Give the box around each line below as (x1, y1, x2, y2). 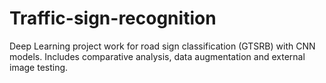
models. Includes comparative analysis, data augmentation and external (9, 50, 306, 62)
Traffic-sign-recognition (9, 7, 217, 30)
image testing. (9, 61, 69, 73)
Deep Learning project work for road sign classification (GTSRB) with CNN (9, 40, 316, 52)
